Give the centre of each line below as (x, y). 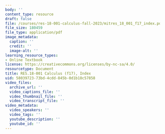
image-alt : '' (24, 51)
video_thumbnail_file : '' (36, 96)
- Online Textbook (24, 60)
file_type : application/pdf (34, 32)
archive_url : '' (26, 87)
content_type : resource (29, 14)
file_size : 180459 (24, 28)
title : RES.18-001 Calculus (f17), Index (48, 74)
